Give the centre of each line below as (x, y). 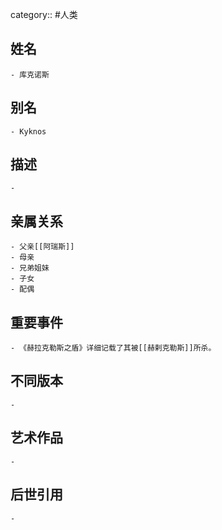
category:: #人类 (44, 14)
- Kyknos (28, 131)
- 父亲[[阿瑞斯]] (42, 247)
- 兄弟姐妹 (30, 268)
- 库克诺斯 (30, 74)
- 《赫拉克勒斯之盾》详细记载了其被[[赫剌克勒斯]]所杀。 (113, 348)
